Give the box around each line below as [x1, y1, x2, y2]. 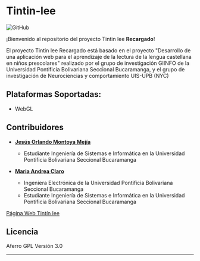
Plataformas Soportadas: [6, 89, 101, 99]
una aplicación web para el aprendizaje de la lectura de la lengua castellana [6, 53, 192, 60]
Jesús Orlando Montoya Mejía [14, 138, 91, 145]
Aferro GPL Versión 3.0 [6, 243, 63, 250]
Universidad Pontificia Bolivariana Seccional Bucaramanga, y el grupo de [6, 65, 185, 73]
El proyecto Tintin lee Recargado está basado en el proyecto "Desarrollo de [6, 46, 191, 54]
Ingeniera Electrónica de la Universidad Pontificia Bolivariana [23, 179, 173, 186]
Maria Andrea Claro [14, 168, 64, 175]
